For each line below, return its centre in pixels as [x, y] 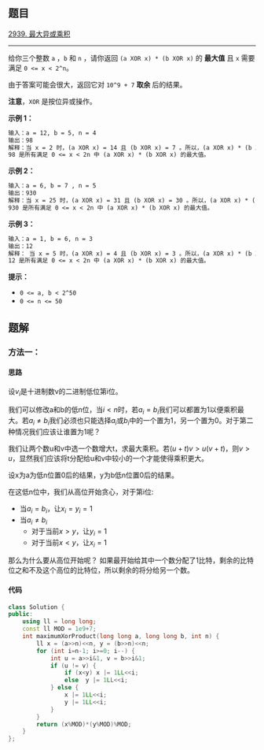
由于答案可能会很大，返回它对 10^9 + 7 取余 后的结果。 [97, 84]
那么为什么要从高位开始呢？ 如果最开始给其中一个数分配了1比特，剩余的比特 [131, 560]
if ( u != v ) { [73, 666]
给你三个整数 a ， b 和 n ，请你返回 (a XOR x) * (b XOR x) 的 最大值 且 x [124, 58]
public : [21, 614]
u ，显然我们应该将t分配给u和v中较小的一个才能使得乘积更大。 [108, 459]
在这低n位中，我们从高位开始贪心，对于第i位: [81, 492]
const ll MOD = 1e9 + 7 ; [59, 629]
